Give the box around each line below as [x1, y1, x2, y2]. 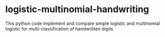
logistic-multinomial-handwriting [5, 4, 149, 15]
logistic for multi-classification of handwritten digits [5, 25, 114, 31]
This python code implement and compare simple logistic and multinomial [5, 20, 160, 26]
